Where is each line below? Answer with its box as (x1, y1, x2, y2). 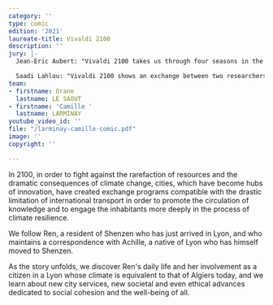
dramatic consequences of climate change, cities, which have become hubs (8, 178, 263, 188)
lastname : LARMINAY (15, 110, 82, 118)
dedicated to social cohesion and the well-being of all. (8, 287, 190, 297)
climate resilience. (8, 212, 69, 222)
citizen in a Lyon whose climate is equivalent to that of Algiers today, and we (8, 270, 264, 280)
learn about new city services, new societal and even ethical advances (8, 278, 245, 289)
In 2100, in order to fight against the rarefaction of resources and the (8, 169, 238, 179)
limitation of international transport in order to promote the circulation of (8, 195, 249, 205)
